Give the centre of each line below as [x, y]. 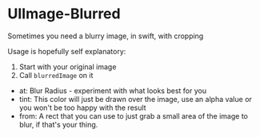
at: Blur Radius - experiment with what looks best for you [113, 90]
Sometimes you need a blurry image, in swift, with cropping [106, 36]
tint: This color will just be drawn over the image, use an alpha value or [136, 99]
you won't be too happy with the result [82, 108]
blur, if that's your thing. [58, 124]
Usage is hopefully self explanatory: [67, 51]
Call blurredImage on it [56, 75]
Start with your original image [68, 67]
